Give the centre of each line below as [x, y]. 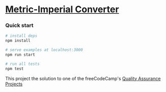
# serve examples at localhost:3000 [44, 50]
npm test [15, 68]
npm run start [20, 55]
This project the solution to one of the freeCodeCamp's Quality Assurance [83, 78]
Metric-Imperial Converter [62, 9]
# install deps [21, 36]
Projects [14, 84]
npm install [18, 41]
